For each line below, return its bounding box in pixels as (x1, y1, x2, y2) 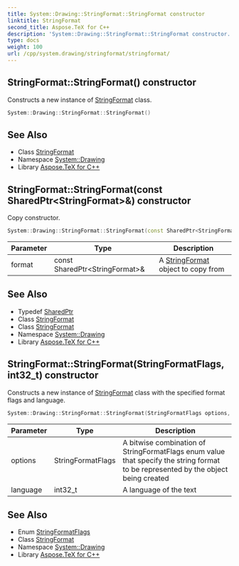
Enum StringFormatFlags (17, 528, 90, 536)
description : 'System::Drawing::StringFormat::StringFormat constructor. (7, 30, 231, 38)
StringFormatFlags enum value (122, 446, 225, 456)
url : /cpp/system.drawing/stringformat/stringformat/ (7, 51, 171, 58)
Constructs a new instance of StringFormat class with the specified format (7, 388, 225, 397)
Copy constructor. (7, 214, 60, 222)
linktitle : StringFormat (7, 17, 81, 24)
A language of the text (122, 485, 197, 495)
